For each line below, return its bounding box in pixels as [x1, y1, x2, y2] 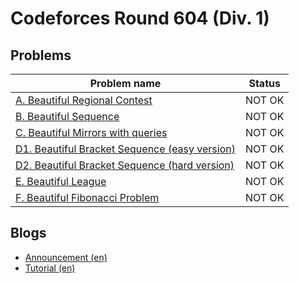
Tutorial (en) [24, 262, 76, 274]
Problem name [89, 77, 162, 90]
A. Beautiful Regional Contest [15, 93, 153, 107]
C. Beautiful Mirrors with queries [15, 126, 168, 139]
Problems [10, 47, 72, 64]
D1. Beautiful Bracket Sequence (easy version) [15, 142, 236, 156]
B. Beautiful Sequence [15, 110, 120, 123]
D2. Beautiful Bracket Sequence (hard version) [15, 158, 235, 172]
